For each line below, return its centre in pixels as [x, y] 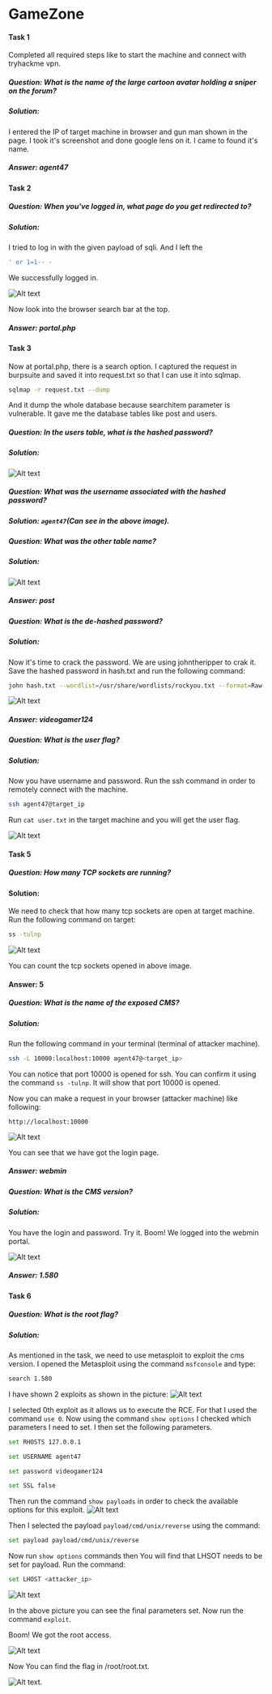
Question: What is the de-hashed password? [86, 621]
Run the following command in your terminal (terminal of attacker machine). [134, 1043]
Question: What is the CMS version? [71, 1191]
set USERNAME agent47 [45, 1457]
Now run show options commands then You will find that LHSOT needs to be [136, 1556]
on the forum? [33, 91]
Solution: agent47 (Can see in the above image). [89, 520]
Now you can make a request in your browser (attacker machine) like [123, 1098]
